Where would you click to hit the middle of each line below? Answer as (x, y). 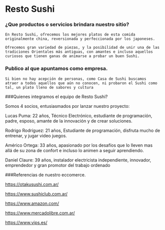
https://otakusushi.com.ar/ (32, 184)
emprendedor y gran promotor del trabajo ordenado (58, 165)
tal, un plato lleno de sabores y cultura (49, 87)
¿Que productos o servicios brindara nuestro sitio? (67, 25)
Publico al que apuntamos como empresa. (56, 68)
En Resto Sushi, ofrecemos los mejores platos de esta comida (70, 35)
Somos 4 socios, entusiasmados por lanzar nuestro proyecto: (67, 106)
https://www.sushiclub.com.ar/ (36, 194)
